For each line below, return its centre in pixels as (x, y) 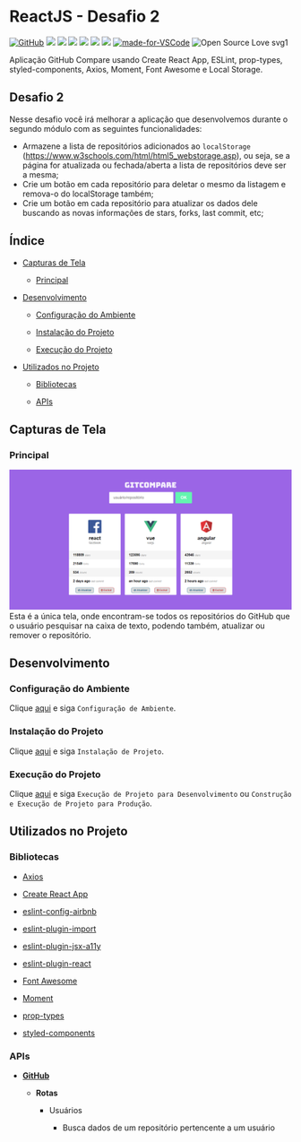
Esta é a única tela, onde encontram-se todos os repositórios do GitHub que (150, 616)
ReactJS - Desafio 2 (85, 17)
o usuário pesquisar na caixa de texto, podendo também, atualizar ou (138, 626)
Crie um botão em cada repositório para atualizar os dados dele (140, 203)
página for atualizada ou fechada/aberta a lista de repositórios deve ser (154, 165)
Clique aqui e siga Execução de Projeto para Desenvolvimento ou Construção (150, 794)
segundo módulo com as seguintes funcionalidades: (106, 128)
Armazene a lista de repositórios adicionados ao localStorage (136, 146)
